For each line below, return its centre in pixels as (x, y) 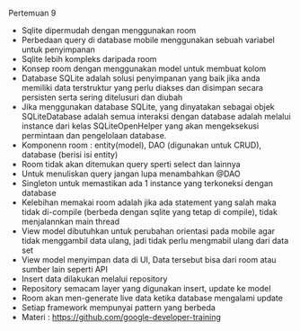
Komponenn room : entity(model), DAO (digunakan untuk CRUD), (141, 145)
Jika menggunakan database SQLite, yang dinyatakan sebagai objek (148, 107)
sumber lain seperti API (65, 269)
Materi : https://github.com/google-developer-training (121, 317)
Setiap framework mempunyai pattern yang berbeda (119, 308)
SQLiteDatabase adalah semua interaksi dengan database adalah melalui (156, 116)
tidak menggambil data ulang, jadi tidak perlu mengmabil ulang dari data (155, 241)
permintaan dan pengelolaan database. (94, 135)
